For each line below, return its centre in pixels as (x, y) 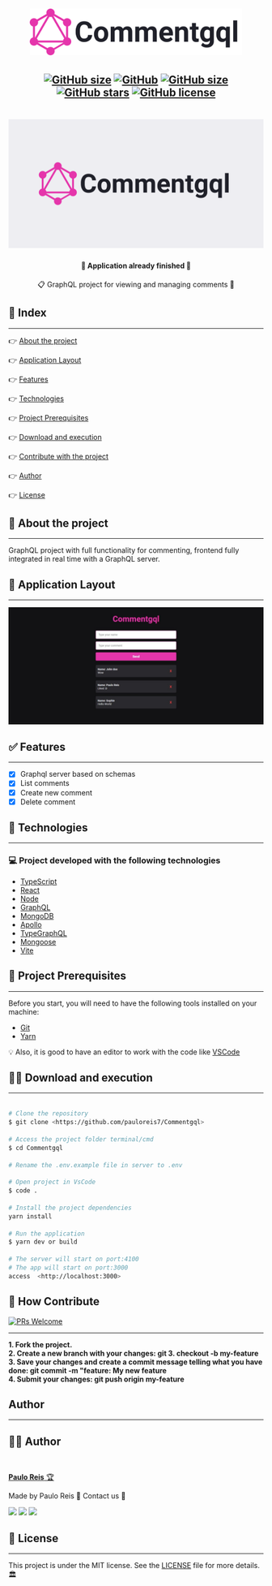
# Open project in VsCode (52, 1182)
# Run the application (47, 1234)
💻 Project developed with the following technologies (115, 860)
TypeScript (38, 881)
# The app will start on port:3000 (68, 1268)
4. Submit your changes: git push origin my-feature (96, 1379)
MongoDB (37, 916)
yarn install (30, 1216)
